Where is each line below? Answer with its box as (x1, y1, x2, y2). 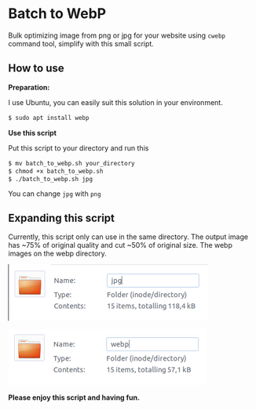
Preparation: (8, 82, 50, 92)
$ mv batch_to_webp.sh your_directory (8, 159, 135, 167)
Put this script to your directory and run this (8, 143, 149, 153)
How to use (8, 62, 64, 75)
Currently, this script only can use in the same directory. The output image (8, 232, 249, 241)
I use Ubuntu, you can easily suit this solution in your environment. (8, 97, 224, 107)
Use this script (8, 128, 57, 137)
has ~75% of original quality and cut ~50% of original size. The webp (8, 241, 233, 250)
